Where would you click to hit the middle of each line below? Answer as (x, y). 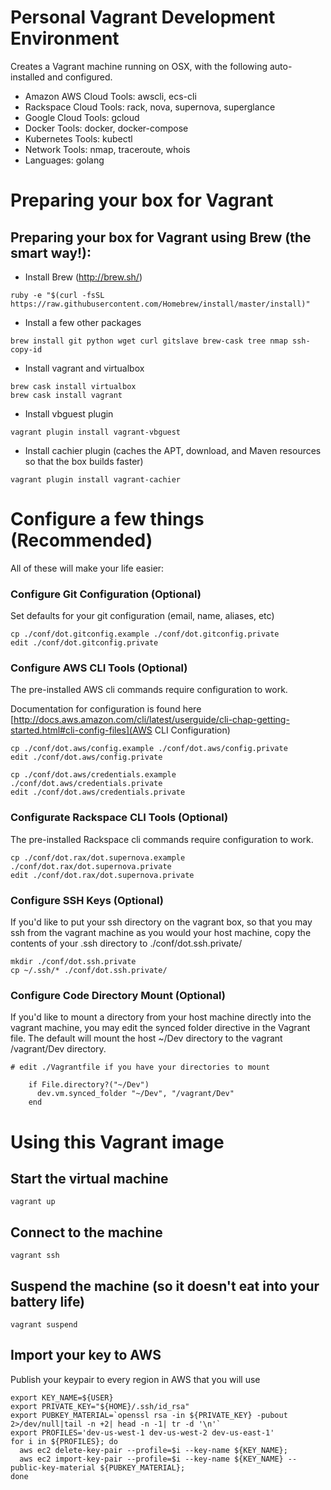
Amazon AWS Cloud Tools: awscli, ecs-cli (110, 96)
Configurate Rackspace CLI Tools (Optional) (119, 818)
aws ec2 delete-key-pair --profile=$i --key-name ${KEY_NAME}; (153, 1450)
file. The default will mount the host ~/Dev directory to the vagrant (146, 1038)
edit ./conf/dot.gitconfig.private (84, 643)
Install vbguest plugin (69, 413)
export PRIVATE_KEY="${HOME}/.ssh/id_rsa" (100, 1406)
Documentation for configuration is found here (106, 709)
